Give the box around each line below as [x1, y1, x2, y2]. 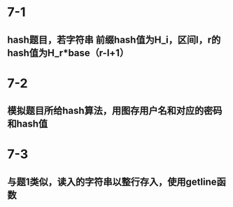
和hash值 [7, 118, 48, 130]
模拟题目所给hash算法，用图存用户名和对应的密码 [7, 105, 223, 117]
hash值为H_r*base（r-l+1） [7, 47, 129, 59]
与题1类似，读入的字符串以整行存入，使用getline [7, 176, 217, 187]
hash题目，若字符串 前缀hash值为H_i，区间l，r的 [7, 34, 221, 45]
